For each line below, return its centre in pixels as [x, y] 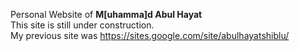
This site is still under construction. [82, 25]
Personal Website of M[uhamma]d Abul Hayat [106, 14]
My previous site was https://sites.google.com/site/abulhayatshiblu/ [150, 35]
